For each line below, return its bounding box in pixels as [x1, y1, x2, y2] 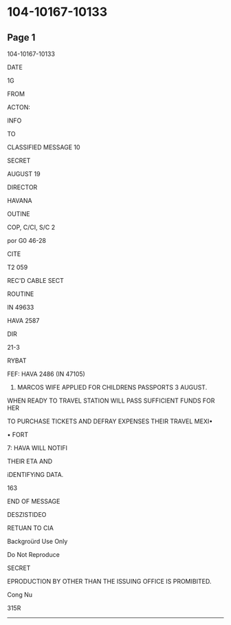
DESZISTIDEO [7, 511, 47, 518]
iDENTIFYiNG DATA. [7, 471, 64, 478]
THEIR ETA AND [7, 457, 53, 465]
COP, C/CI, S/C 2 [7, 223, 56, 231]
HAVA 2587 [7, 317, 40, 324]
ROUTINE [7, 290, 34, 298]
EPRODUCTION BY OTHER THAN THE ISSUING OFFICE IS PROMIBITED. [7, 578, 212, 585]
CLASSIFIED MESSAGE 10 [7, 143, 80, 151]
